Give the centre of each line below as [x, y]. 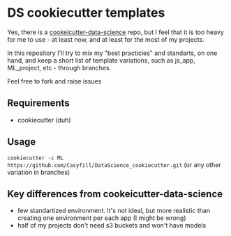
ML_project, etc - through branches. [59, 68]
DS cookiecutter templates [86, 13]
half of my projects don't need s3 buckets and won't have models [112, 226]
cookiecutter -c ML [36, 158]
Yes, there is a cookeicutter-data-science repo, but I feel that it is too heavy [116, 32]
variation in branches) [39, 172]
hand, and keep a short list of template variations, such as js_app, [101, 60]
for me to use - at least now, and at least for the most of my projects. [106, 39]
